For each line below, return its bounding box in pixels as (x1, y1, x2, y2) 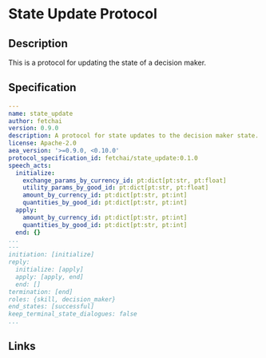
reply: (8, 258, 30, 266)
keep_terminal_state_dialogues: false (8, 310, 137, 318)
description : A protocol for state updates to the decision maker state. (8, 132, 260, 140)
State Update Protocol (8, 5, 158, 23)
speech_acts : (8, 161, 52, 169)
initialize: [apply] (15, 265, 84, 274)
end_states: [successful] (8, 303, 94, 311)
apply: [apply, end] (15, 272, 84, 280)
